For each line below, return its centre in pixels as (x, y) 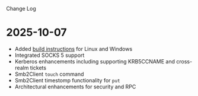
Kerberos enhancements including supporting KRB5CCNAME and (95, 61)
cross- (184, 61)
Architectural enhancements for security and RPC (75, 87)
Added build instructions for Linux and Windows (74, 49)
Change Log (21, 9)
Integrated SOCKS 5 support (49, 55)
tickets (38, 68)
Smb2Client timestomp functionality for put (67, 80)
